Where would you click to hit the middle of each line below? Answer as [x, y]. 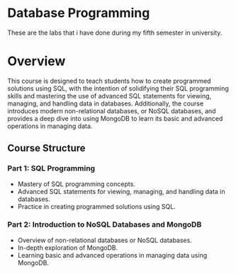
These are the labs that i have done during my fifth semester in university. [115, 33]
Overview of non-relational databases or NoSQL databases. [105, 240]
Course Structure [47, 148]
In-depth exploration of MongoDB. [68, 247]
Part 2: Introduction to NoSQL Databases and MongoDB [105, 224]
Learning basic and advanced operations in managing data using [112, 255]
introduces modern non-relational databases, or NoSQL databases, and [112, 110]
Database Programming [79, 13]
